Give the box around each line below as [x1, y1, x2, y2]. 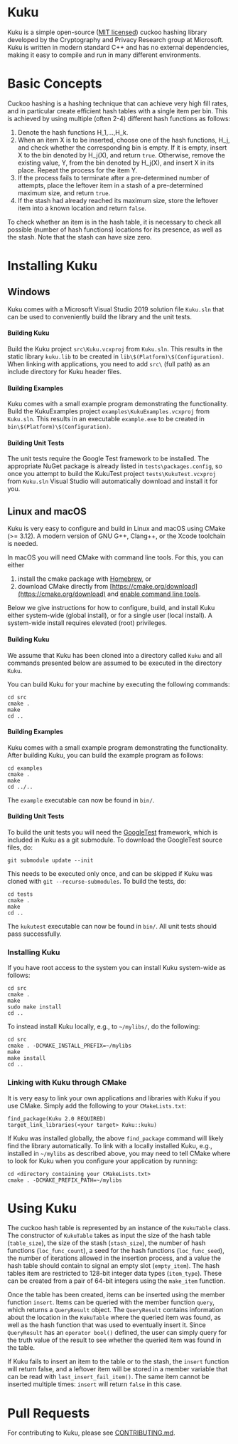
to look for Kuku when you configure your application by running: [7, 1156, 198, 1165]
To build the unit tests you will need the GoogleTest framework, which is [7, 827, 218, 836]
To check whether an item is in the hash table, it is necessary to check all [7, 217, 222, 226]
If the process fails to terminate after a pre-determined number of [17, 173, 210, 182]
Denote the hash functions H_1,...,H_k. [17, 128, 129, 136]
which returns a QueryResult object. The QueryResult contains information [7, 1306, 224, 1314]
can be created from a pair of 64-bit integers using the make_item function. [7, 1277, 226, 1285]
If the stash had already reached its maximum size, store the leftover [17, 196, 219, 205]
